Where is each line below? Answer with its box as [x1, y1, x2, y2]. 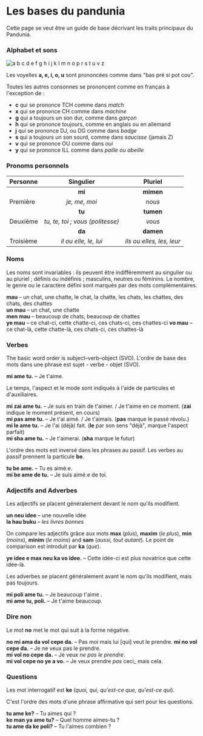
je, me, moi [66, 197, 98, 206]
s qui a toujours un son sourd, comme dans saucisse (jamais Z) [15, 133, 174, 141]
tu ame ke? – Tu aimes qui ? [6, 710, 76, 717]
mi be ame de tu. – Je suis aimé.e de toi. [6, 471, 108, 478]
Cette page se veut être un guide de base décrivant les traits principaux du [6, 24, 193, 32]
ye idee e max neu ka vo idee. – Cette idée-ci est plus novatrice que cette [6, 555, 191, 562]
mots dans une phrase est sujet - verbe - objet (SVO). [6, 361, 141, 368]
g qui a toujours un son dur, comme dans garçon [15, 114, 138, 122]
